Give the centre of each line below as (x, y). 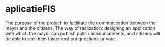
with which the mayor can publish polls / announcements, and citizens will (83, 33)
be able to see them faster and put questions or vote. (61, 39)
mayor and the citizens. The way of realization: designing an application (80, 28)
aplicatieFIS (31, 9)
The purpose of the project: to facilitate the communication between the (81, 23)
